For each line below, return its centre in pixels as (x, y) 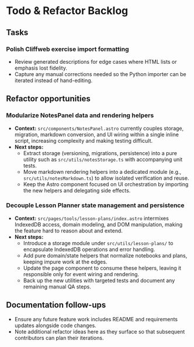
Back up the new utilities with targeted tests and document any (99, 280)
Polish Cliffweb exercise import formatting (67, 49)
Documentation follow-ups (56, 305)
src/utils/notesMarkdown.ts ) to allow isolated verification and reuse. (106, 178)
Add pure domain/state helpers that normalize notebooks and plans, (105, 255)
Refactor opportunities (48, 99)
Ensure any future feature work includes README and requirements (96, 319)
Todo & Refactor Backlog (67, 11)
